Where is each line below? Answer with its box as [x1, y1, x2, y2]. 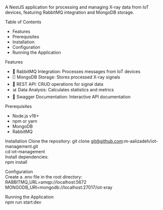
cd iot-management [5, 149, 45, 154]
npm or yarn [12, 118, 37, 124]
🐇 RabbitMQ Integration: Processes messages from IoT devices [12, 69, 141, 74]
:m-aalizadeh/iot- [123, 138, 159, 144]
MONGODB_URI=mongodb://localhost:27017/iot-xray [5, 184, 113, 190]
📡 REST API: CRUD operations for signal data [12, 81, 103, 87]
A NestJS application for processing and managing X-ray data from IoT [5, 4, 149, 10]
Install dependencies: [5, 154, 49, 160]
